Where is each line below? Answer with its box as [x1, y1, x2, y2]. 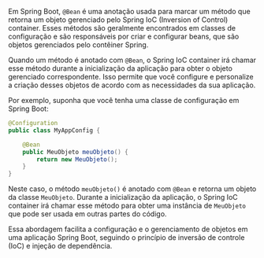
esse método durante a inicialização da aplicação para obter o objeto [8, 64, 232, 73]
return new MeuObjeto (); [36, 155, 118, 164]
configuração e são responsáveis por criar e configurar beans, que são [8, 31, 240, 41]
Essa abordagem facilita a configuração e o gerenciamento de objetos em [8, 224, 248, 234]
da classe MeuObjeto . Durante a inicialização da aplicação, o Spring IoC [8, 193, 238, 202]
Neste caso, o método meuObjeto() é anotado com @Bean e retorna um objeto [8, 184, 257, 193]
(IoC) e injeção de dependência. [8, 241, 113, 251]
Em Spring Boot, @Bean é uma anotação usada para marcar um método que [8, 7, 251, 16]
